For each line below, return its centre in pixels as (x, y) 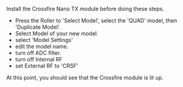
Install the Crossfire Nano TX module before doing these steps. (85, 9)
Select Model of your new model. (57, 33)
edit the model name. (42, 46)
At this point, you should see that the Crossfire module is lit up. (85, 78)
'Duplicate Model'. (38, 27)
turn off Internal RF (39, 59)
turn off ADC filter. (38, 53)
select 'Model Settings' (44, 40)
